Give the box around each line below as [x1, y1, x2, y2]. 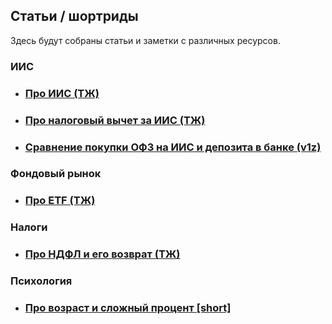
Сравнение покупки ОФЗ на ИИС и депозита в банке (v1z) [24, 140, 322, 154]
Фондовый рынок [10, 167, 102, 181]
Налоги [10, 220, 48, 234]
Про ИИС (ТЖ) [24, 86, 100, 100]
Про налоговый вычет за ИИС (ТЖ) [24, 113, 206, 127]
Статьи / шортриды [10, 8, 139, 25]
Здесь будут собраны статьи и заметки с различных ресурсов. [10, 34, 281, 46]
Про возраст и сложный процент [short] [24, 301, 232, 315]
